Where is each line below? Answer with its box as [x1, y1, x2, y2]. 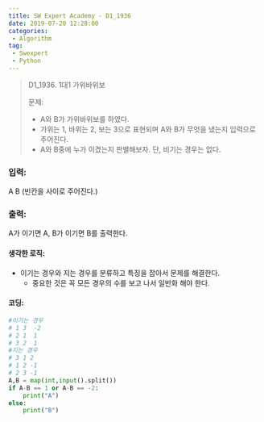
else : [8, 399, 27, 407]
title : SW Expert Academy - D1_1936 [8, 11, 131, 20]
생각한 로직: [8, 249, 46, 258]
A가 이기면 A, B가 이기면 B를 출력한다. [8, 228, 128, 238]
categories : [8, 27, 48, 35]
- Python [11, 57, 42, 65]
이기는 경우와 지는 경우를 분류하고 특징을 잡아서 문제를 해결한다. [19, 268, 220, 278]
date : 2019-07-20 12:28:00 [8, 19, 99, 27]
